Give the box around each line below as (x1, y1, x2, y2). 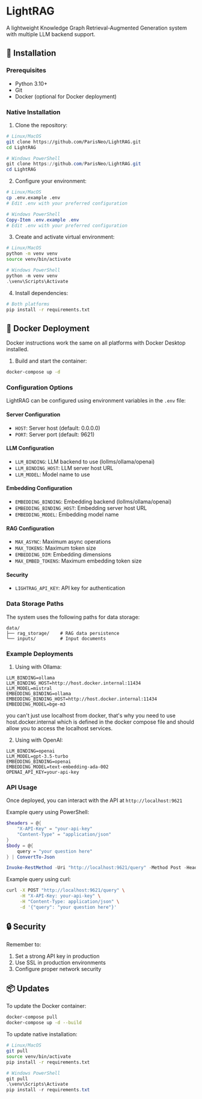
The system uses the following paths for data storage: (6, 613, 140, 620)
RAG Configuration (6, 524, 55, 532)
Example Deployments (6, 649, 73, 658)
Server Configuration (6, 411, 61, 418)
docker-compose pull (6, 1014, 58, 1021)
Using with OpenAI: (14, 736, 63, 744)
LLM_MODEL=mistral (6, 686, 52, 692)
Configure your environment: (14, 177, 87, 185)
